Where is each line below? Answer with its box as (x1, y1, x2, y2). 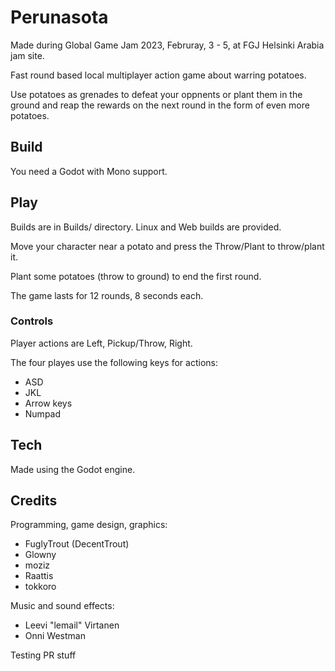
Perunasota (10, 6, 109, 29)
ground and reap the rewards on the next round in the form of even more (10, 99, 310, 111)
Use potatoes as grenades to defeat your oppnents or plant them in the (10, 88, 303, 100)
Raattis (24, 570, 54, 582)
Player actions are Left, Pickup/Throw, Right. (10, 337, 193, 349)
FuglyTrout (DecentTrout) (24, 538, 130, 550)
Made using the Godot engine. (10, 463, 136, 475)
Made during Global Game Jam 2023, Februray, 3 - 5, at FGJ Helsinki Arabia (10, 39, 325, 51)
